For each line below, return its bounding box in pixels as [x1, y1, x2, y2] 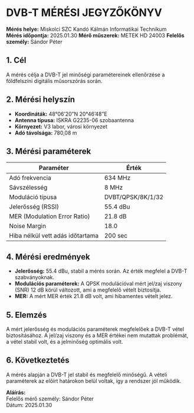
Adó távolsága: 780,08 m [14, 129, 78, 136]
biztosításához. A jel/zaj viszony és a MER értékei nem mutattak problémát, [6, 332, 189, 339]
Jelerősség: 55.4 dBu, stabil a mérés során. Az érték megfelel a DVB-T [14, 267, 188, 275]
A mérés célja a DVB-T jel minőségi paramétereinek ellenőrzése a [6, 71, 165, 78]
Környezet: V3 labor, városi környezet [14, 123, 108, 130]
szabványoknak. [14, 274, 55, 281]
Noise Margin [9, 222, 46, 230]
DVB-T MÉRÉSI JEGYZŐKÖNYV [6, 6, 162, 20]
